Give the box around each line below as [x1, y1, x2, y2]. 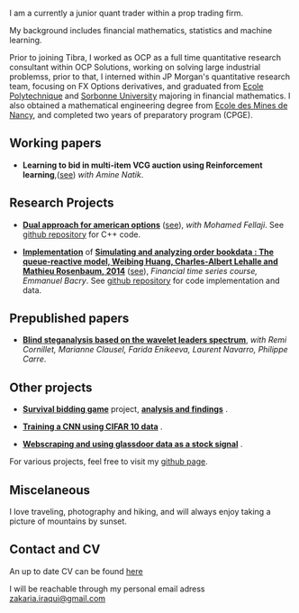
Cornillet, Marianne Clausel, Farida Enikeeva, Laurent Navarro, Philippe [22, 344, 288, 355]
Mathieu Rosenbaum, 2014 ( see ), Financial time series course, [22, 265, 258, 276]
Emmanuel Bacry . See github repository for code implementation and [22, 275, 281, 286]
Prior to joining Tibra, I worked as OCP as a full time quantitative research [9, 52, 282, 62]
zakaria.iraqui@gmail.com [9, 592, 106, 603]
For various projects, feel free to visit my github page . [9, 456, 209, 467]
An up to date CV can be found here [9, 565, 143, 576]
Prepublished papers [9, 311, 130, 326]
